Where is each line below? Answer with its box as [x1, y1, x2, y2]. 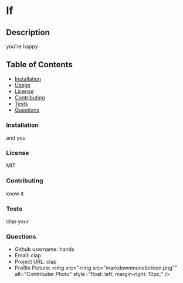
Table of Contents [6, 60, 73, 70]
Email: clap [14, 252, 41, 259]
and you [6, 134, 26, 141]
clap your [6, 218, 29, 225]
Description [6, 27, 50, 37]
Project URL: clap [14, 258, 57, 265]
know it [6, 190, 24, 197]
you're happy [6, 43, 38, 50]
